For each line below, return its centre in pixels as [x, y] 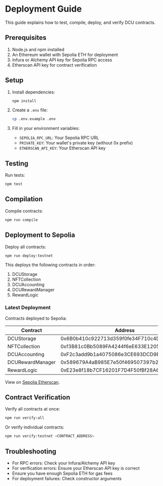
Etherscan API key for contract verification [54, 65]
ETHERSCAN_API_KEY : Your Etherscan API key [62, 148]
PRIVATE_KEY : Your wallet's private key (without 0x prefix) [76, 143]
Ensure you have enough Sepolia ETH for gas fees [62, 473]
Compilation [24, 199]
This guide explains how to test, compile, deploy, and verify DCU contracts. [80, 22]
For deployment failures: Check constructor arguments [67, 479]
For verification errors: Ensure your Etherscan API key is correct [76, 468]
